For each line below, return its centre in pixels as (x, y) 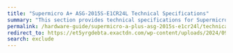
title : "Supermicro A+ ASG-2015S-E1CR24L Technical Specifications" (108, 13)
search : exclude (31, 39)
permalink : (23, 26)
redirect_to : (26, 33)
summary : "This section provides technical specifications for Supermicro (118, 20)
